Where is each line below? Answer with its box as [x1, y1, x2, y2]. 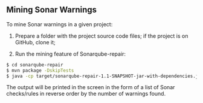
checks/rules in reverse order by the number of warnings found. [6, 90, 166, 98]
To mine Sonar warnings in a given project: [6, 20, 113, 28]
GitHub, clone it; [14, 38, 56, 46]
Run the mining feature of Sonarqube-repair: [14, 50, 126, 57]
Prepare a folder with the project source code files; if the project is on [14, 32, 188, 40]
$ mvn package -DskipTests [6, 67, 74, 74]
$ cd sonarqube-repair [6, 62, 63, 68]
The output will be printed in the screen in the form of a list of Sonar [6, 84, 175, 91]
